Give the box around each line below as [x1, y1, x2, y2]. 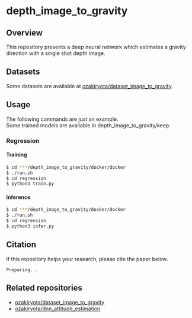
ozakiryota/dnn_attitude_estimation [14, 305, 101, 312]
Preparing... [6, 266, 39, 273]
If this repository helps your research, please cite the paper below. [6, 255, 168, 262]
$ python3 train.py [6, 181, 55, 187]
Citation [6, 240, 37, 250]
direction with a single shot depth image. [6, 50, 105, 57]
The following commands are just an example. [6, 115, 119, 123]
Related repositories [6, 283, 83, 293]
